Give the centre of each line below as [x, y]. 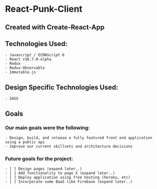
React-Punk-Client [44, 9]
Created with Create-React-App [55, 27]
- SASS [12, 99]
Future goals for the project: [39, 159]
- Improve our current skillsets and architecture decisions [69, 146]
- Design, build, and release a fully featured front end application [79, 138]
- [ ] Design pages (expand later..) [44, 169]
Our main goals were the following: [48, 128]
